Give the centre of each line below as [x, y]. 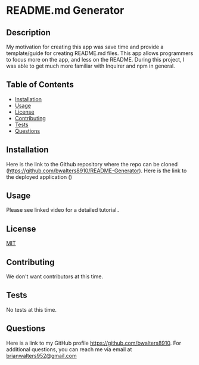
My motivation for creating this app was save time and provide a [85, 47]
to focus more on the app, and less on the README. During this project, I [95, 60]
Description [28, 33]
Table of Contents [40, 85]
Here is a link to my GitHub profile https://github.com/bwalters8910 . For [94, 343]
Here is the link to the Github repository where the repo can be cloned [92, 164]
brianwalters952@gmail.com [41, 355]
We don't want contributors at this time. [55, 276]
